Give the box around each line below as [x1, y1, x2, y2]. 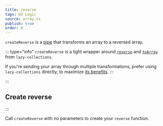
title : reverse [5, 7, 37, 12]
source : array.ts [5, 16, 41, 21]
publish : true [5, 21, 35, 26]
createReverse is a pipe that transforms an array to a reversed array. [5, 39, 144, 45]
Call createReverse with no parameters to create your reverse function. [5, 115, 149, 121]
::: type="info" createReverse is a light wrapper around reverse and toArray [5, 49, 158, 55]
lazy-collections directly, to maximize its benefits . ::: [5, 69, 114, 75]
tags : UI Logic [5, 12, 37, 17]
